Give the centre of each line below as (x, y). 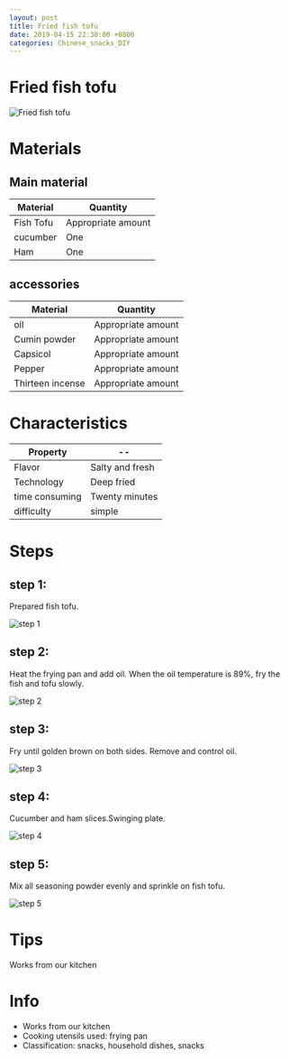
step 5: (29, 864)
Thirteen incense (50, 383)
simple (104, 511)
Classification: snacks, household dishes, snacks (113, 1046)
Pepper (29, 369)
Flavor (27, 467)
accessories (45, 284)
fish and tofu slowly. (47, 683)
